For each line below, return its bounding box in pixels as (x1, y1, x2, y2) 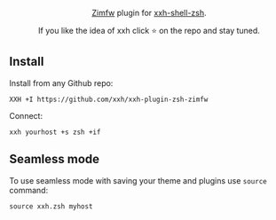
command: (9, 185, 49, 195)
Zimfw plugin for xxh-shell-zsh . (91, 8, 207, 18)
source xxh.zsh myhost (9, 201, 93, 211)
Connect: (9, 110, 43, 121)
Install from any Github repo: (9, 77, 114, 88)
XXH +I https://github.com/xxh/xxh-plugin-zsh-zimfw (9, 95, 209, 104)
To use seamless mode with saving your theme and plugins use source (9, 175, 268, 185)
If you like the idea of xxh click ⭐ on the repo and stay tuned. (38, 26, 260, 35)
